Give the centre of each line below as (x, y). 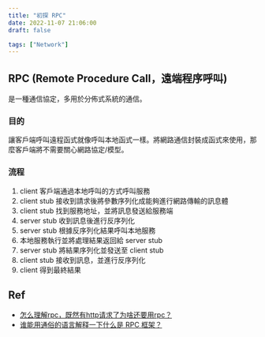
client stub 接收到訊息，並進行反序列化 (82, 260)
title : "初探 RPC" (37, 15)
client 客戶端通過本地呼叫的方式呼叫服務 (85, 191)
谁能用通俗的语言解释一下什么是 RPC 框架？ (91, 325)
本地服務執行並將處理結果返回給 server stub (91, 240)
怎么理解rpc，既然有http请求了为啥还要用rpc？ (95, 315)
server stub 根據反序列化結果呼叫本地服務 (88, 230)
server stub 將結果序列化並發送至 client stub (91, 250)
